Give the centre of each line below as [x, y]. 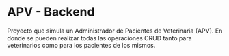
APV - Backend [51, 12]
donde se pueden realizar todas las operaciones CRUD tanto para [100, 38]
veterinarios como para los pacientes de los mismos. [81, 45]
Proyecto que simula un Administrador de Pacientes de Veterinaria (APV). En [115, 31]
